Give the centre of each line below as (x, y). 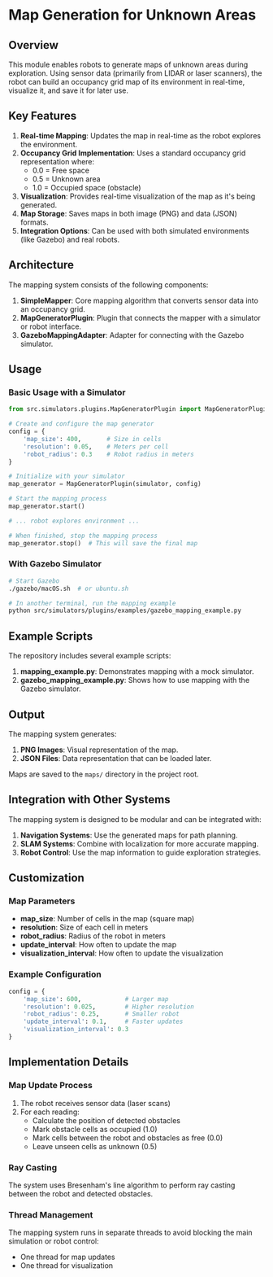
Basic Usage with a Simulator (67, 392)
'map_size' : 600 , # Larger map (96, 999)
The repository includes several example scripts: (90, 656)
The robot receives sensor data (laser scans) (95, 1103)
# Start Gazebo (34, 581)
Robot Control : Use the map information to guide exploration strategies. (141, 852)
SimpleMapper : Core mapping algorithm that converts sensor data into (139, 300)
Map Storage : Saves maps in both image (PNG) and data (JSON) (129, 213)
